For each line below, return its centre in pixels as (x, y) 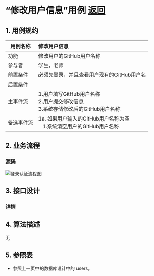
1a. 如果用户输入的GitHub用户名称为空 (84, 119)
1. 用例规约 (22, 31)
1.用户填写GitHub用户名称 (69, 94)
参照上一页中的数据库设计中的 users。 (52, 268)
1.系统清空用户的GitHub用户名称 (81, 126)
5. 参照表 (19, 255)
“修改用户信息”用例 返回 (55, 10)
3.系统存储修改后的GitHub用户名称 (79, 109)
